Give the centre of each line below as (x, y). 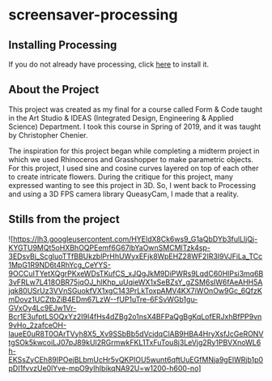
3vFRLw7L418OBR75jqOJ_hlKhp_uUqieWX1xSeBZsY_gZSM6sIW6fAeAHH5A (136, 282)
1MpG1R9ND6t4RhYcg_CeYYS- (60, 264)
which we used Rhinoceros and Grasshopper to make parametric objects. (131, 159)
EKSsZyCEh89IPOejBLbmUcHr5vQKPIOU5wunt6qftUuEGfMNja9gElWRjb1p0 (136, 359)
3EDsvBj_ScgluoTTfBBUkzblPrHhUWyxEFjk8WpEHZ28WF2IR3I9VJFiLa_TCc (136, 256)
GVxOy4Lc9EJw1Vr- (42, 308)
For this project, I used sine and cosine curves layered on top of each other (134, 168)
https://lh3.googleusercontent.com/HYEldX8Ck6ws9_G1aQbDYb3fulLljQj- (136, 239)
